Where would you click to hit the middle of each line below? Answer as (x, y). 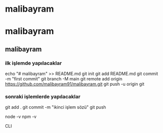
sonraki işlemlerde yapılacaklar (43, 96)
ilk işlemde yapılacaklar (34, 63)
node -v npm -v (21, 117)
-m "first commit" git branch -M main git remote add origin (64, 79)
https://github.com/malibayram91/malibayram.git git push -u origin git (75, 84)
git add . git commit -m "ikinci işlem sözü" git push (55, 107)
